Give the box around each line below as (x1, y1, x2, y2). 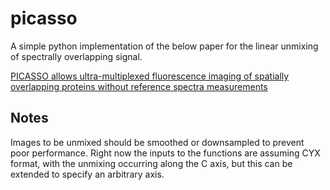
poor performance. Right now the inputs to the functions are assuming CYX (10, 147, 321, 159)
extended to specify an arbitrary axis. (10, 168, 165, 180)
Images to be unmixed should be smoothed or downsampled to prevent (10, 136, 305, 148)
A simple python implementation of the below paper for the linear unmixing (10, 40, 319, 52)
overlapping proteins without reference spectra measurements (10, 80, 268, 92)
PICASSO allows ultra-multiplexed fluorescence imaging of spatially (10, 70, 290, 82)
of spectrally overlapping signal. (10, 50, 143, 62)
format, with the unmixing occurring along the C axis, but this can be (10, 157, 293, 169)
